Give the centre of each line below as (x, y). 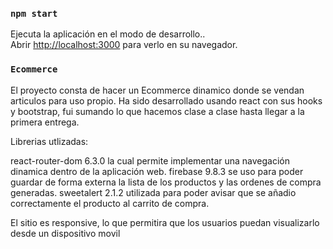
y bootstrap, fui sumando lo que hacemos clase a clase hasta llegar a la (157, 111)
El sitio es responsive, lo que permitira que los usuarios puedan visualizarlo (165, 222)
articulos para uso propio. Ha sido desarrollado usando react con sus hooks (166, 100)
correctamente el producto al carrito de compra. (110, 203)
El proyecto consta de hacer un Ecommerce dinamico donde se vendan (157, 90)
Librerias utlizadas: (49, 141)
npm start (34, 13)
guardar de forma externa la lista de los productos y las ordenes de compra (166, 182)
